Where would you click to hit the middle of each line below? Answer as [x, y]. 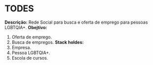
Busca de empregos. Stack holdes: [48, 42]
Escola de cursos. [30, 58]
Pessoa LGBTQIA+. [31, 53]
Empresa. [21, 47]
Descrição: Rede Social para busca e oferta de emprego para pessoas [76, 22]
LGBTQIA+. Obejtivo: [26, 27]
